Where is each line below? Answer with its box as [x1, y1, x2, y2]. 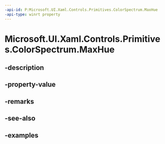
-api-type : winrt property [4, 12, 60, 17]
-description [4, 64, 44, 72]
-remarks [4, 97, 34, 106]
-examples [4, 131, 39, 140]
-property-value [4, 80, 56, 89]
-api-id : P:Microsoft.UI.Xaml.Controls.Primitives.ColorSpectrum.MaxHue [4, 7, 158, 12]
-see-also [4, 114, 36, 123]
